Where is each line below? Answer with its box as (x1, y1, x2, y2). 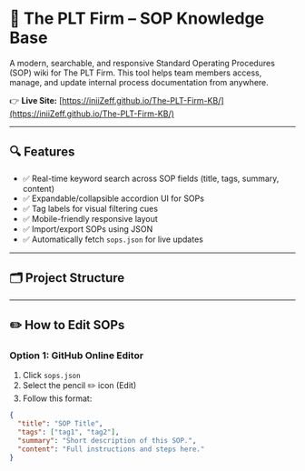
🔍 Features (9, 145, 75, 160)
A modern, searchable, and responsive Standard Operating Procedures (9, 57, 275, 68)
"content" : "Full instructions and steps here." (17, 445, 205, 454)
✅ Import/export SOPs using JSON (22, 223, 153, 235)
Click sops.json (22, 370, 81, 381)
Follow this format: (22, 393, 93, 404)
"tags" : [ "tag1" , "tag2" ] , (17, 427, 120, 436)
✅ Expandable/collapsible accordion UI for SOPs (22, 193, 204, 204)
